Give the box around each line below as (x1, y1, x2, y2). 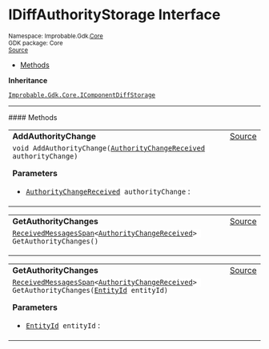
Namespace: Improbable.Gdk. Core (8, 32, 104, 40)
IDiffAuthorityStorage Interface (8, 6, 221, 24)
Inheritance (8, 75, 48, 85)
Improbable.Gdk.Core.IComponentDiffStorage (8, 90, 156, 99)
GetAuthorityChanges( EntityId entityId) (12, 286, 169, 295)
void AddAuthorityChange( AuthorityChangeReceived (12, 143, 206, 153)
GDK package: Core (8, 38, 63, 47)
